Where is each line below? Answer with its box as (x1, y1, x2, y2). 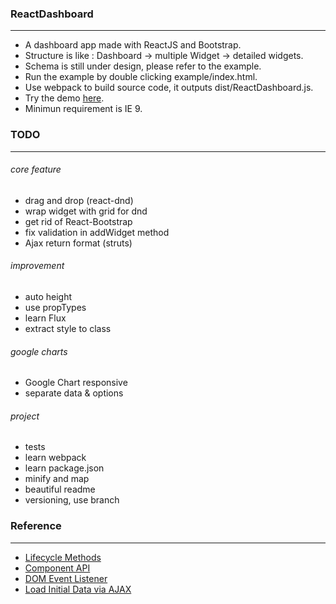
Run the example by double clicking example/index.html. (24, 71, 258, 83)
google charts (10, 345, 68, 357)
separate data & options (24, 387, 124, 399)
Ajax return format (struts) (24, 237, 133, 249)
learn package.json (24, 462, 105, 474)
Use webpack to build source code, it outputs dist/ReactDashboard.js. (24, 82, 314, 94)
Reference (10, 519, 62, 533)
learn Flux (24, 312, 67, 324)
